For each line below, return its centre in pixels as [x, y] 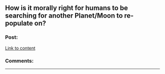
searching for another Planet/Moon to [64, 16]
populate [19, 23]
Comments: [19, 61]
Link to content [20, 48]
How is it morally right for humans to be [67, 8]
